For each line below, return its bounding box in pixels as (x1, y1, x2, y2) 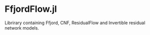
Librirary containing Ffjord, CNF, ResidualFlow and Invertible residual (4, 20, 146, 26)
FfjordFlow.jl (4, 3, 57, 15)
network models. (4, 25, 39, 31)
